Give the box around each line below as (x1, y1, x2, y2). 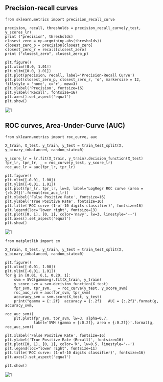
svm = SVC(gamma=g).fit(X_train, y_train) (14, 277, 102, 282)
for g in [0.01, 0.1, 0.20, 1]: (5, 273, 71, 278)
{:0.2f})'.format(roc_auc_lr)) (5, 190, 69, 195)
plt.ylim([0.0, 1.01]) (5, 68, 51, 73)
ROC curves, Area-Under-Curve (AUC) (5, 121, 126, 130)
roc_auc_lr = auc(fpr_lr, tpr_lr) (5, 164, 76, 169)
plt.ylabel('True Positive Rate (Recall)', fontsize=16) (5, 337, 124, 342)
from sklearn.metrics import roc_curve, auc (5, 135, 97, 139)
